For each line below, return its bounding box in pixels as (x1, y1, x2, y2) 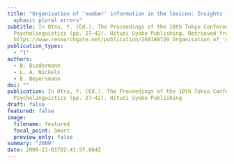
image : (7, 114, 26, 121)
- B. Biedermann (13, 62, 61, 69)
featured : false (7, 107, 54, 114)
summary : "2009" (7, 140, 54, 147)
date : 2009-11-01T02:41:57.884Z (7, 147, 101, 154)
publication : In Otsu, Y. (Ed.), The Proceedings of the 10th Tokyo (7, 88, 210, 95)
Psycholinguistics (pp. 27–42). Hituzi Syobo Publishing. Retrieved (13, 29, 217, 37)
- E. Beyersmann (13, 75, 61, 82)
